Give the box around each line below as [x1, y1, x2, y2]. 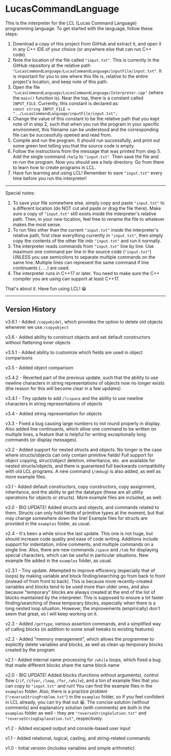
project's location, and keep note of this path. [12, 79, 108, 85]
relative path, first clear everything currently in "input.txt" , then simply [12, 232, 163, 238]
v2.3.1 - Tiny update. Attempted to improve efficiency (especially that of [5, 567, 155, 573]
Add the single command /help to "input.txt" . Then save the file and [12, 154, 159, 160]
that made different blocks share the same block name [5, 662, 120, 668]
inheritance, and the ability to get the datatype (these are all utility [5, 489, 144, 495]
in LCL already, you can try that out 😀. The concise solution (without [5, 699, 149, 705]
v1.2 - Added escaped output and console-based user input [5, 725, 131, 731]
